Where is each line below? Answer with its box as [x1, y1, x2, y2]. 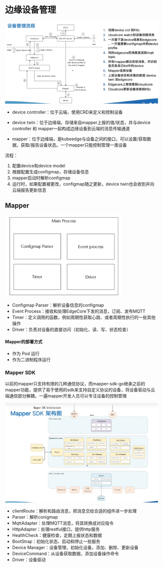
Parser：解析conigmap [12, 514, 58, 520]
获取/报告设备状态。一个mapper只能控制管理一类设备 [20, 142, 127, 148]
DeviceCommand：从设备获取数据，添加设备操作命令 [12, 551, 119, 557]
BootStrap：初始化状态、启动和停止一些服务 [12, 539, 100, 545]
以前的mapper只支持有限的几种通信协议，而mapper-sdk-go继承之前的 [5, 380, 146, 386]
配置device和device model [12, 163, 65, 169]
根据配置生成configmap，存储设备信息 [12, 169, 89, 174]
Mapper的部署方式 [5, 339, 43, 345]
